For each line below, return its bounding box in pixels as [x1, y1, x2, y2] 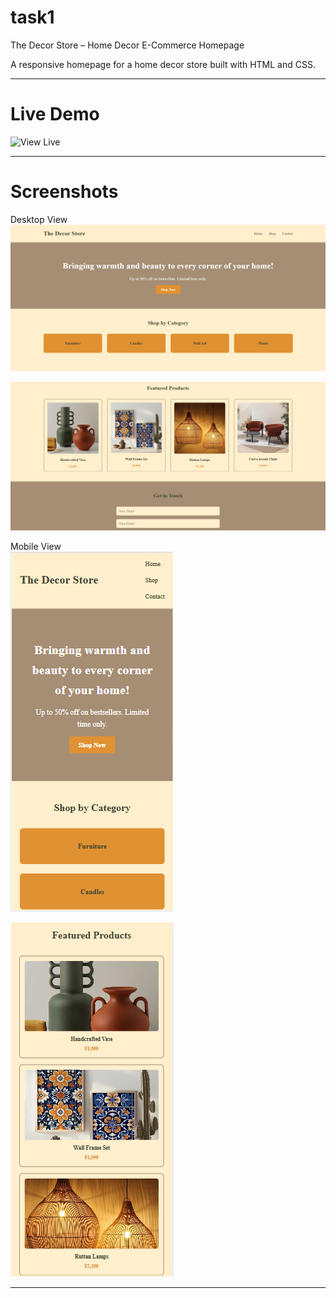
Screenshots [10, 181, 119, 203]
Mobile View [10, 541, 62, 553]
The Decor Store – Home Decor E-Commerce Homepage [10, 39, 245, 51]
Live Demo [10, 103, 100, 126]
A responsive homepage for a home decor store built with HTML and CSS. [10, 58, 316, 70]
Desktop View [10, 213, 68, 225]
